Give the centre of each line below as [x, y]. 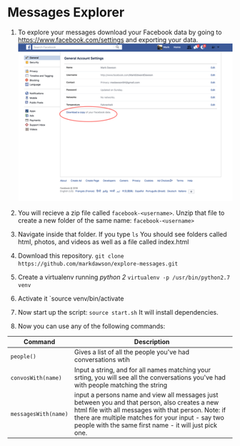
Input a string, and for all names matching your [142, 370]
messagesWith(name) [39, 415]
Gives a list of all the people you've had [131, 352]
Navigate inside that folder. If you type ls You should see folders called [122, 234]
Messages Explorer [66, 12]
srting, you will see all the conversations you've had [150, 377]
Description [152, 342]
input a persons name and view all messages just [146, 395]
